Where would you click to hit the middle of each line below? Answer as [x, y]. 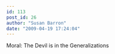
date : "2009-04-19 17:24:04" [43, 28]
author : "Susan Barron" [37, 23]
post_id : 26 [21, 17]
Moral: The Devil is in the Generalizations [58, 46]
